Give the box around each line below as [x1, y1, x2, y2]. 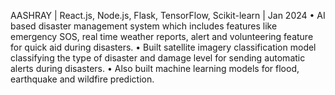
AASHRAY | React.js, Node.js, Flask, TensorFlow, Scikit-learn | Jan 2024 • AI [10, 10, 326, 21]
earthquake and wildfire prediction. [10, 73, 155, 85]
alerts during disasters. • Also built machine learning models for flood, [10, 63, 300, 74]
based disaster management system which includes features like [10, 20, 278, 32]
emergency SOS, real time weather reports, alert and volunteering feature [10, 31, 314, 42]
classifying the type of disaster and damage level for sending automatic [10, 52, 306, 64]
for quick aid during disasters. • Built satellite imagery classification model [10, 41, 317, 53]
